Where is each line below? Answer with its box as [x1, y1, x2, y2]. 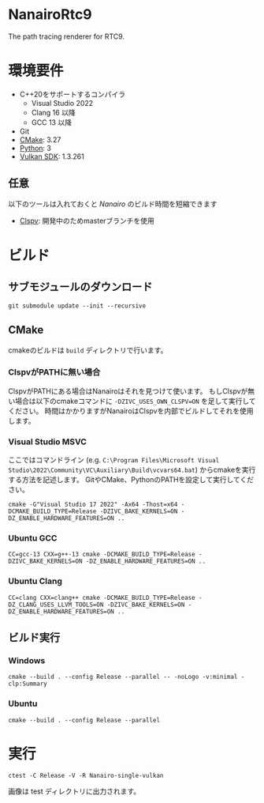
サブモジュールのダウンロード [8, 281, 153, 294]
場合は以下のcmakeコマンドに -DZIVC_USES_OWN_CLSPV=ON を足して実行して [14, 396, 256, 405]
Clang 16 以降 [31, 107, 76, 117]
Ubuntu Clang [8, 575, 63, 586]
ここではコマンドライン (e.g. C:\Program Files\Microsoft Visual [8, 455, 220, 465]
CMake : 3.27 [19, 134, 61, 144]
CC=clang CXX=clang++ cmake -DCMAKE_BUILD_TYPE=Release [8, 594, 195, 601]
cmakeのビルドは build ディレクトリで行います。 [8, 345, 168, 355]
